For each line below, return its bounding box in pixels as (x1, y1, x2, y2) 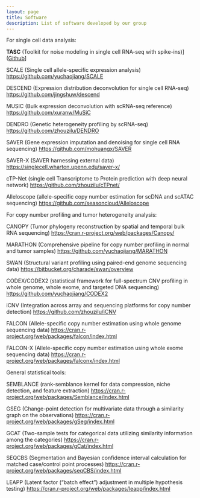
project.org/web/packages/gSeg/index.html (6, 418, 115, 426)
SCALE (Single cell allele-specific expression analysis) (6, 66, 142, 74)
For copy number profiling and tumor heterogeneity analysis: (6, 211, 157, 219)
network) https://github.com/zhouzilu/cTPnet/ (6, 182, 120, 189)
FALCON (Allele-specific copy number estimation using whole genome (6, 320, 182, 327)
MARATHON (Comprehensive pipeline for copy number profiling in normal (6, 241, 190, 248)
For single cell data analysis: (6, 37, 77, 44)
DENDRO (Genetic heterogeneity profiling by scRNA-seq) (6, 121, 149, 128)
